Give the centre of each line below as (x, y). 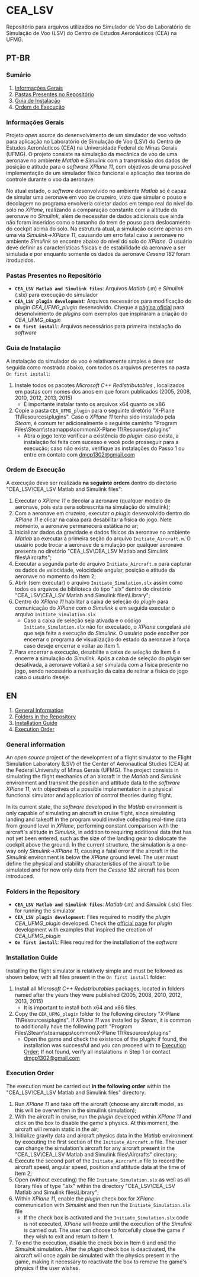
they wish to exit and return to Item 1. (69, 1236)
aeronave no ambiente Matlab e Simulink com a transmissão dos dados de (97, 160)
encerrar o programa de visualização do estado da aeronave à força (107, 639)
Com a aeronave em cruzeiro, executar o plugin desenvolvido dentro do (102, 513)
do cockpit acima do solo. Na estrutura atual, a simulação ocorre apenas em (99, 229)
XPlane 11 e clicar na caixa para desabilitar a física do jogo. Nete (93, 519)
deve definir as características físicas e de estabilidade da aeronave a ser (96, 248)
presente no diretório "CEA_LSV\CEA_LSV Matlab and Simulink (92, 551)
